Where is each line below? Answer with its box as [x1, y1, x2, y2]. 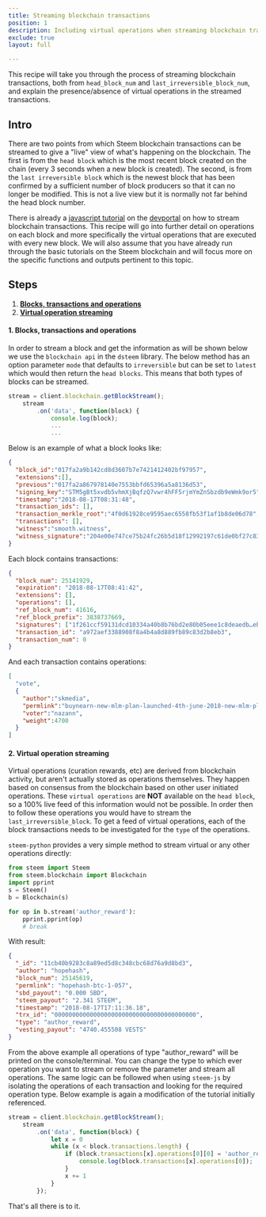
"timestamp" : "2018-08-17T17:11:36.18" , [15, 1003, 150, 1012]
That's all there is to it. [8, 1201, 81, 1211]
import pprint [8, 879, 55, 887]
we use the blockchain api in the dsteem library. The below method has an [8, 352, 250, 361]
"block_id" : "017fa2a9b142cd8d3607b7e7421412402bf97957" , [15, 466, 207, 474]
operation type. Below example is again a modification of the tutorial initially [8, 1090, 256, 1099]
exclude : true [8, 33, 55, 42]
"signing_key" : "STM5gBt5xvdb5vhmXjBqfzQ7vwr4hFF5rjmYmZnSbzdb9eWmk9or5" [15, 488, 260, 496]
